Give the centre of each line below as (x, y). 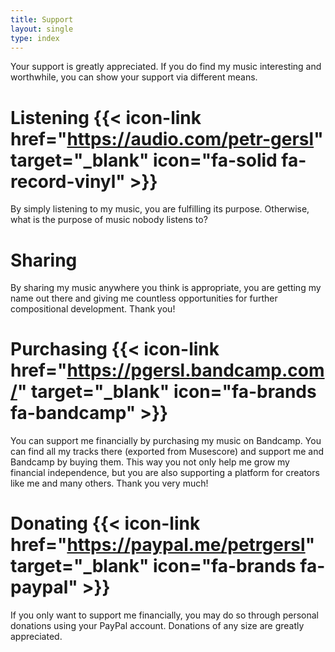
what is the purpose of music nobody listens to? (109, 220)
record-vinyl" (68, 181)
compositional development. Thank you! (93, 309)
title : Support (42, 19)
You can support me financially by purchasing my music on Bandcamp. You (166, 441)
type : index (35, 38)
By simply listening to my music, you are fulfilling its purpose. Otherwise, (160, 209)
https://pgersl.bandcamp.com (195, 370)
